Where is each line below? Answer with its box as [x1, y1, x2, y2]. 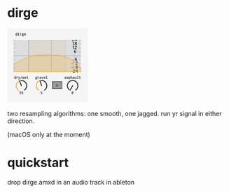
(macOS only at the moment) [7, 130, 91, 138]
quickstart [7, 155, 69, 171]
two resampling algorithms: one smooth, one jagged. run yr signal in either [7, 109, 222, 117]
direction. [7, 117, 35, 125]
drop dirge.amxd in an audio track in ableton [7, 178, 135, 186]
